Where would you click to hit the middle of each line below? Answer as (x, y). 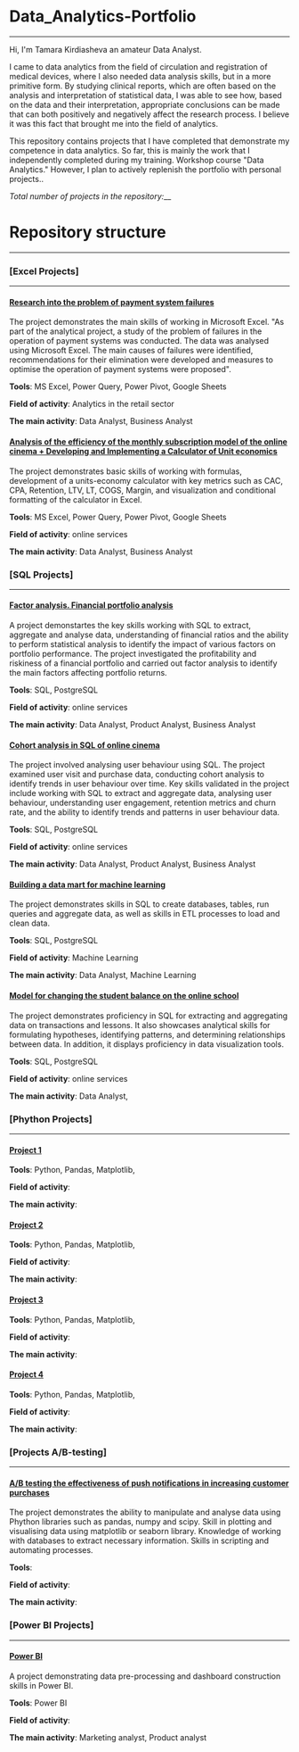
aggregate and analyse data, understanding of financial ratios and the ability (149, 635)
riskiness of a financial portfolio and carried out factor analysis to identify (143, 663)
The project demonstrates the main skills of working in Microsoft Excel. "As (147, 322)
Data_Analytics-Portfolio (103, 17)
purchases (30, 1492)
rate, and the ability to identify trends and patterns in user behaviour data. (145, 812)
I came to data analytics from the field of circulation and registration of (139, 66)
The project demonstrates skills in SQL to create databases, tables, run (139, 904)
